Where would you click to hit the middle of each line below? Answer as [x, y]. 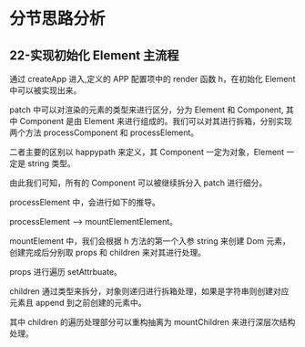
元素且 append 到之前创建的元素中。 [78, 303]
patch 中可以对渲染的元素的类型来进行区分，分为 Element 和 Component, [147, 110]
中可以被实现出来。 [46, 90]
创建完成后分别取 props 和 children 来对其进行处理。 [108, 252]
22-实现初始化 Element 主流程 [94, 55]
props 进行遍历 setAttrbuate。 [66, 272]
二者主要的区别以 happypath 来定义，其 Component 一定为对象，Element [147, 152]
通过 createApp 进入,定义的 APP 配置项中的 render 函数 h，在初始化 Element [152, 79]
